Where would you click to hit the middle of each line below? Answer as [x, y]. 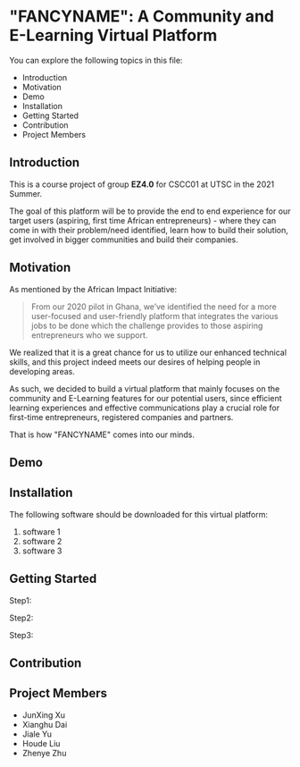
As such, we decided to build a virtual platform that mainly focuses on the [145, 388]
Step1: [21, 600]
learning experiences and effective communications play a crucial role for [145, 408]
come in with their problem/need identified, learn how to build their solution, [149, 230]
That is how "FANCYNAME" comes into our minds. [102, 434]
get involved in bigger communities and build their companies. [124, 240]
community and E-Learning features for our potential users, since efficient [146, 398]
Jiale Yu [37, 734]
